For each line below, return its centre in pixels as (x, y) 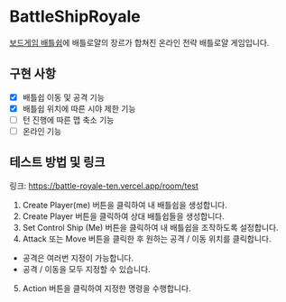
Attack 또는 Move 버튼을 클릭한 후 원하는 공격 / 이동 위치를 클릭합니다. (147, 238)
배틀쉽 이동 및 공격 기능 (64, 97)
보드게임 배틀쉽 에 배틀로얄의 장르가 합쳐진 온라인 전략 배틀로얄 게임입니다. (139, 42)
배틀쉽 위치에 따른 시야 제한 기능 (79, 108)
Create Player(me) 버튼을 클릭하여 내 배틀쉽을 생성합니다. (125, 205)
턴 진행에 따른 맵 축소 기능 (68, 120)
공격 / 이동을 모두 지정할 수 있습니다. (86, 269)
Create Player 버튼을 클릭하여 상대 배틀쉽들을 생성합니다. (124, 216)
